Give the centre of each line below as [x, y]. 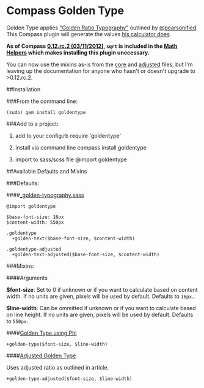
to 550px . [17, 321]
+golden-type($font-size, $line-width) [57, 344]
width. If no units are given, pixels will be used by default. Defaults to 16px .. [101, 296]
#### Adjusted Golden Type [41, 356]
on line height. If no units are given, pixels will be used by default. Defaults [100, 314]
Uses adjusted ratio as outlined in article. [58, 367]
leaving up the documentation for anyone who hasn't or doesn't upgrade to [101, 70]
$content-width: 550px [35, 222]
